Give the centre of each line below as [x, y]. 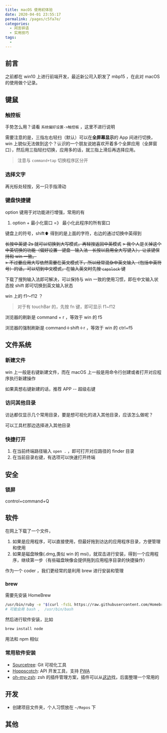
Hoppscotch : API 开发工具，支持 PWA [51, 671]
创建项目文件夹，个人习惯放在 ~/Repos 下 [54, 707]
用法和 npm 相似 [22, 639]
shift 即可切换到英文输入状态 [44, 285]
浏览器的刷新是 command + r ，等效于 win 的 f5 [54, 317]
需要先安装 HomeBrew [28, 595]
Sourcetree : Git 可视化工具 [39, 664]
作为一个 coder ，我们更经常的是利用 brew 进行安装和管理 [65, 570]
